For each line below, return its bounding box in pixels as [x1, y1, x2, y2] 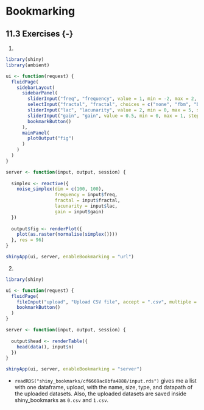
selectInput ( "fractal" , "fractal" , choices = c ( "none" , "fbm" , [27, 102, 191, 108]
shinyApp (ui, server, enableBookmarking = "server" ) [5, 366, 142, 372]
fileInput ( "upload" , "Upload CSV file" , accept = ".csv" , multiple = [16, 299, 197, 305]
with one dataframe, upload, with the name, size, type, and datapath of [14, 384, 193, 391]
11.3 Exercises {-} [5, 29, 74, 39]
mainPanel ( [21, 130, 50, 136]
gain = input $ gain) [54, 208, 104, 214]
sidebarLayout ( [16, 84, 55, 91]
